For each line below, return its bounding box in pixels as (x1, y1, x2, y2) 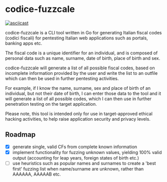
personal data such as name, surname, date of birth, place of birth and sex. (5, 55, 160, 61)
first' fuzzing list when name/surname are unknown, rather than (12, 166, 144, 172)
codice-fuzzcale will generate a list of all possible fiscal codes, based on (5, 65, 155, 71)
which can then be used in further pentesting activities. (5, 75, 119, 81)
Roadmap (5, 131, 36, 139)
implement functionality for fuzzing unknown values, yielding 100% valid (12, 149, 162, 155)
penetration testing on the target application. (5, 101, 97, 107)
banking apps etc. (5, 40, 42, 46)
